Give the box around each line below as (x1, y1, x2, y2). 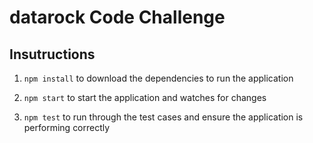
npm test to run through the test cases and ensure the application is (23, 111, 304, 123)
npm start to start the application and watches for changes (23, 92, 267, 103)
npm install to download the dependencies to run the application (23, 72, 294, 84)
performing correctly (23, 122, 111, 133)
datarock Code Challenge (9, 6, 226, 29)
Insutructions (9, 46, 96, 63)
